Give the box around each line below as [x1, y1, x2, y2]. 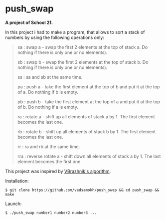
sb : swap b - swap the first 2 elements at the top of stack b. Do [17, 59, 149, 65]
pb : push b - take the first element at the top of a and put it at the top [17, 98, 161, 105]
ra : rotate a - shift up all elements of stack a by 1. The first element [17, 113, 156, 120]
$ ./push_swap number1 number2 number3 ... [5, 210, 97, 215]
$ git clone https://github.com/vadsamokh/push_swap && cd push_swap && [5, 188, 160, 193]
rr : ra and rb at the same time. [17, 143, 80, 150]
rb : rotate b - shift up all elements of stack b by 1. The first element [17, 128, 156, 135]
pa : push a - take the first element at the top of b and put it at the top [17, 83, 160, 90]
